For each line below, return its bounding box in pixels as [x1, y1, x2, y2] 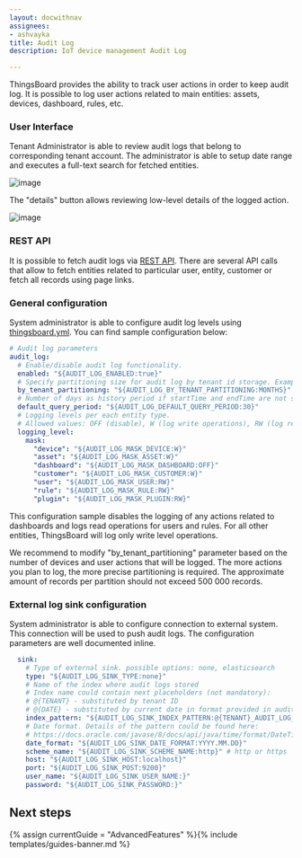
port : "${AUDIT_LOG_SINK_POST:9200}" [25, 764, 167, 773]
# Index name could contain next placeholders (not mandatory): [25, 688, 271, 697]
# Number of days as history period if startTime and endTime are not [17, 394, 288, 403]
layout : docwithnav [9, 13, 83, 22]
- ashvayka [9, 30, 50, 39]
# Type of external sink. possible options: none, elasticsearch [25, 663, 276, 672]
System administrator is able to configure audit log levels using [9, 317, 243, 328]
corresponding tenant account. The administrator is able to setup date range [9, 150, 293, 162]
